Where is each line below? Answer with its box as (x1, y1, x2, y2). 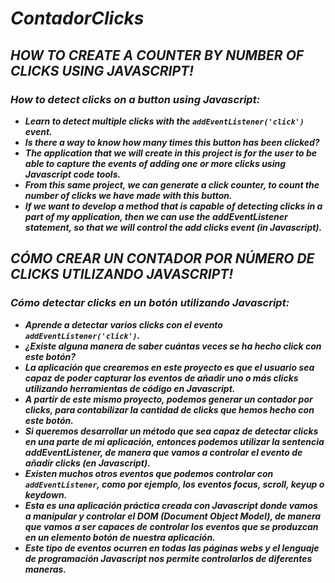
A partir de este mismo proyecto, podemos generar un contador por (24, 393, 313, 405)
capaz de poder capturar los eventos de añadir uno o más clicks (24, 372, 299, 384)
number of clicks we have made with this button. (24, 189, 233, 201)
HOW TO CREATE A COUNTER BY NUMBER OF (10, 47, 305, 64)
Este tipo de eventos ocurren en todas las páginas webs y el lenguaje (24, 542, 320, 554)
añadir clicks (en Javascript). (24, 457, 151, 469)
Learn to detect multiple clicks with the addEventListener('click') (24, 115, 305, 127)
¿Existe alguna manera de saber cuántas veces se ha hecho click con (24, 340, 322, 352)
